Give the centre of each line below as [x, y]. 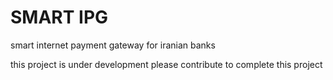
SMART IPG [59, 17]
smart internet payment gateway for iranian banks [113, 45]
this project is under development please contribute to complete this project [166, 64]
